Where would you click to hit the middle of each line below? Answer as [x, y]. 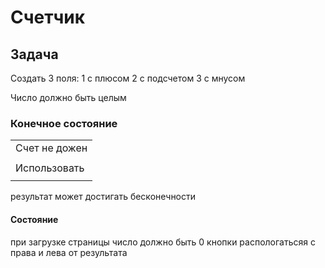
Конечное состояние [64, 123]
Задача [34, 54]
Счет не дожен [51, 148]
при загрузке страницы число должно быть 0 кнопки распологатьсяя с [163, 242]
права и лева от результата [69, 252]
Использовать [50, 168]
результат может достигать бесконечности [103, 197]
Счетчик [48, 17]
